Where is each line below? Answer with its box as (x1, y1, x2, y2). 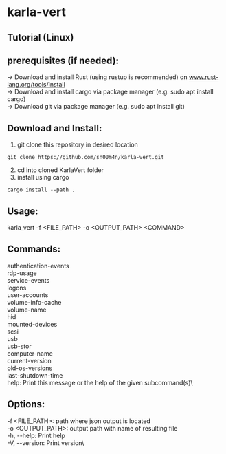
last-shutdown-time (7, 371, 63, 379)
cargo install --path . (7, 186, 76, 193)
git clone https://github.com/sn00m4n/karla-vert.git (7, 154, 165, 161)
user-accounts (7, 290, 49, 299)
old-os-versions (7, 364, 53, 372)
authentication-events (7, 261, 70, 270)
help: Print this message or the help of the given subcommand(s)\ (7, 378, 194, 387)
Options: (7, 398, 45, 410)
